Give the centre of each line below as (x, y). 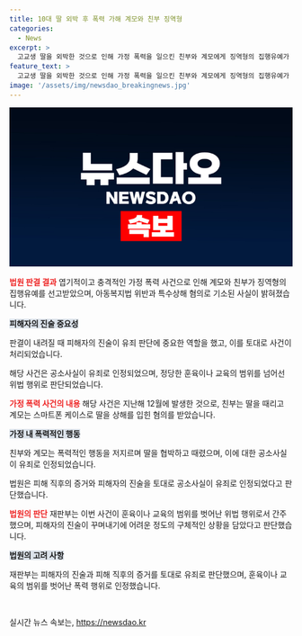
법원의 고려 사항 (37, 555)
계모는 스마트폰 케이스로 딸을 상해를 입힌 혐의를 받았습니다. (112, 415)
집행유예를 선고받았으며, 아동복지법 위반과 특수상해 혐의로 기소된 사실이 (134, 293)
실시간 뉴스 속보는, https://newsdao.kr (78, 623)
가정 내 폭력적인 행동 (45, 434)
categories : (31, 28)
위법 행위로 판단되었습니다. (56, 385)
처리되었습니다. (36, 354)
